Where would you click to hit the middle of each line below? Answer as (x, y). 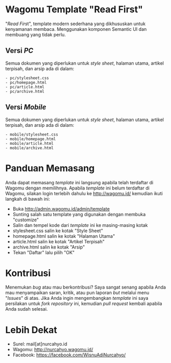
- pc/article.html (25, 87)
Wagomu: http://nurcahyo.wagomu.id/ (53, 350)
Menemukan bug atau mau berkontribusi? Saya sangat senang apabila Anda (86, 287)
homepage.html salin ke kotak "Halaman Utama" (64, 236)
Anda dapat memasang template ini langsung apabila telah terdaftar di (79, 182)
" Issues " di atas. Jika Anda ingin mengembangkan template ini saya (77, 298)
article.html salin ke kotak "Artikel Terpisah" (59, 241)
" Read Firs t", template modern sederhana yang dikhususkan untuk (76, 24)
